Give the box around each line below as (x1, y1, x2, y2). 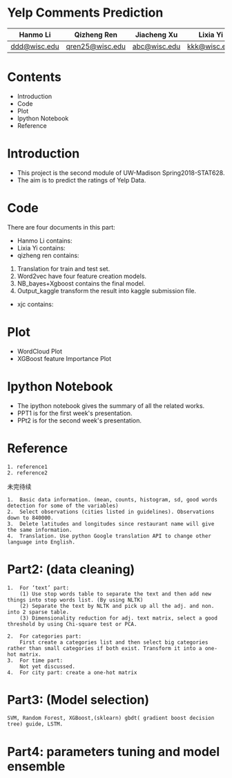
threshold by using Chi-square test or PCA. (7, 620, 137, 627)
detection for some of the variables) (7, 502, 119, 509)
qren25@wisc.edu (66, 41, 126, 51)
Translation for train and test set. (17, 264, 110, 272)
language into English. (7, 538, 76, 546)
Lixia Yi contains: (17, 243, 66, 252)
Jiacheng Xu (135, 30, 178, 39)
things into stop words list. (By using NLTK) (7, 596, 144, 603)
